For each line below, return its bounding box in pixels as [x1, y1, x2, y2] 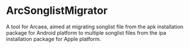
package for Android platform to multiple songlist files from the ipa [6, 29, 167, 36]
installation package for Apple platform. [6, 35, 101, 42]
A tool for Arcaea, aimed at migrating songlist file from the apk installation [6, 23, 184, 30]
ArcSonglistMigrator [6, 4, 108, 17]
